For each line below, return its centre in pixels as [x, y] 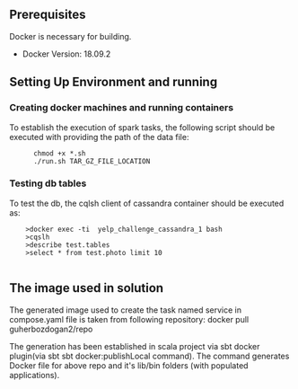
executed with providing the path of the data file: [99, 137]
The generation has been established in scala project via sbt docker [135, 346]
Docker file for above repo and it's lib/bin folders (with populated [129, 365]
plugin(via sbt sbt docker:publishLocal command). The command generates [149, 356]
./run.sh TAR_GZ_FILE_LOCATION [92, 161]
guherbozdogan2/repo [51, 329]
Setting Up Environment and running [114, 82]
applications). [35, 375]
